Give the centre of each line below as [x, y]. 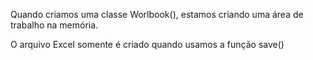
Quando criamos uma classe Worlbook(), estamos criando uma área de [157, 14]
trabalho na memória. [54, 25]
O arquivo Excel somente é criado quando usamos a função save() [147, 44]
